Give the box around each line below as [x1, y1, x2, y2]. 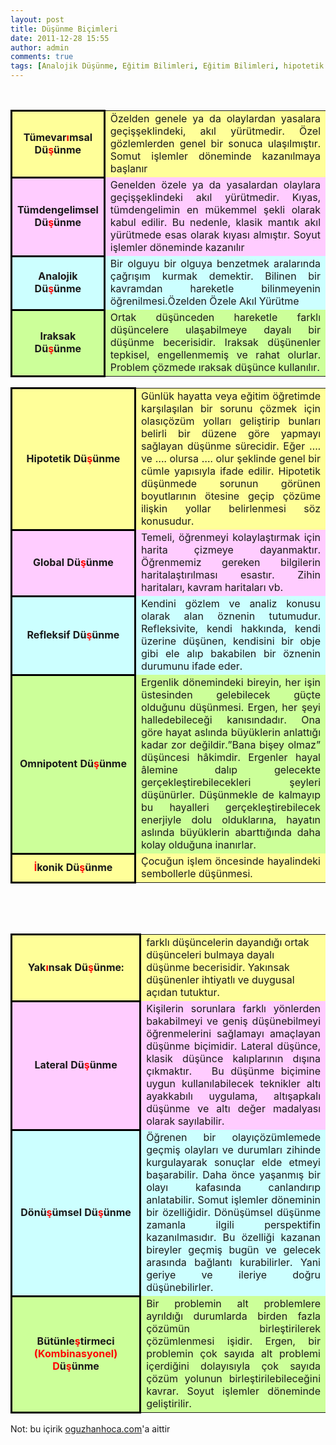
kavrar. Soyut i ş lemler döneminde [146, 1384, 321, 1398]
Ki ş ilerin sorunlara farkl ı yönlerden [146, 1002, 321, 1015]
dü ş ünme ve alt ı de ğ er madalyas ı [146, 1102, 321, 1115]
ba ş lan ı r [109, 162, 148, 175]
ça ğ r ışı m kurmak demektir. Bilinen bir [109, 269, 321, 283]
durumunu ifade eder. [140, 659, 243, 673]
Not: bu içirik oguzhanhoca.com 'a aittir [10, 1423, 171, 1435]
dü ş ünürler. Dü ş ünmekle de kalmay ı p [140, 788, 322, 801]
